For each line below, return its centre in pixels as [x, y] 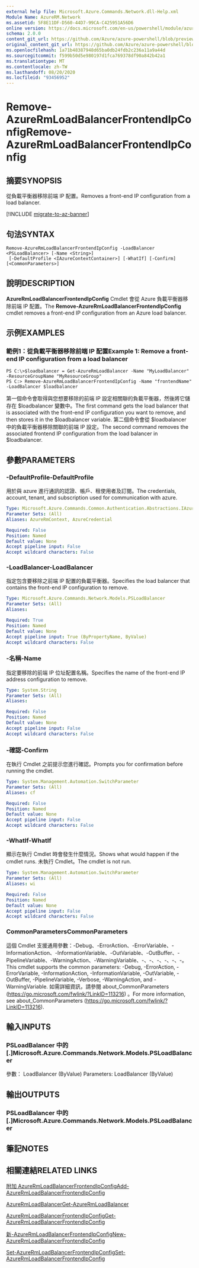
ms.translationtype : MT [36, 61]
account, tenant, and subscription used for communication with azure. [92, 497]
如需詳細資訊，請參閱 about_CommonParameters [109, 986]
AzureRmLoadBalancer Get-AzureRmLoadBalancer [68, 1204]
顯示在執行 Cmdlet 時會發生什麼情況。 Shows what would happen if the [93, 854]
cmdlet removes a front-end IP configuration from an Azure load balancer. [97, 313]
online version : [26, 28]
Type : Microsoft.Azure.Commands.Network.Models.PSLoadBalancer [86, 599]
